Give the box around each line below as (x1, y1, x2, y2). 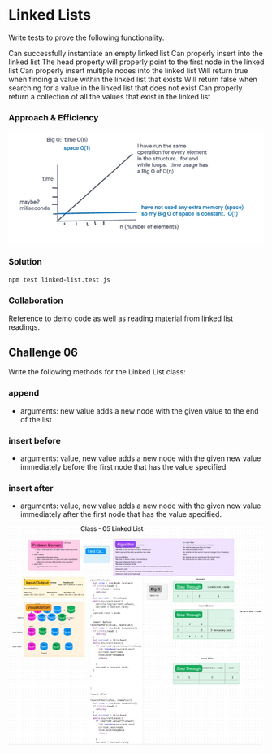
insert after (8, 482, 54, 493)
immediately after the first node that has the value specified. (19, 510, 222, 519)
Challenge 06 (8, 345, 79, 359)
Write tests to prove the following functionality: (8, 33, 165, 42)
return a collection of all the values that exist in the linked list (8, 91, 211, 101)
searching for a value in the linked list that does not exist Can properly (8, 83, 243, 93)
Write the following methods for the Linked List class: (8, 367, 187, 377)
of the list (19, 414, 53, 424)
